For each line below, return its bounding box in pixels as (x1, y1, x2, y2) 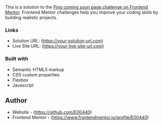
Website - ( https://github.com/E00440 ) (12, 109, 92, 115)
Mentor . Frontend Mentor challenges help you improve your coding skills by (5, 9, 159, 15)
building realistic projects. (5, 15, 58, 20)
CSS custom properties (12, 72, 60, 77)
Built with (5, 55, 29, 62)
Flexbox (12, 77, 29, 83)
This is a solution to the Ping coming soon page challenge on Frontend (5, 4, 148, 10)
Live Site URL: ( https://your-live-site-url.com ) (12, 43, 104, 49)
